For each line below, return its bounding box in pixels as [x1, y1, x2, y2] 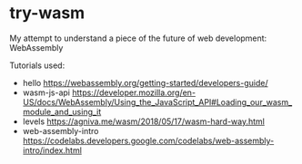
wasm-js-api [22, 87, 71, 98]
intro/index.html [22, 144, 82, 156]
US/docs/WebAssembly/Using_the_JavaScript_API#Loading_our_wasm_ [22, 96, 293, 107]
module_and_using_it [22, 106, 102, 117]
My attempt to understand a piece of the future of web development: [9, 33, 267, 43]
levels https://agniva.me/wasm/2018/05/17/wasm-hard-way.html [22, 116, 266, 127]
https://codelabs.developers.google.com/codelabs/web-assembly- [22, 135, 275, 146]
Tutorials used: [9, 60, 65, 71]
